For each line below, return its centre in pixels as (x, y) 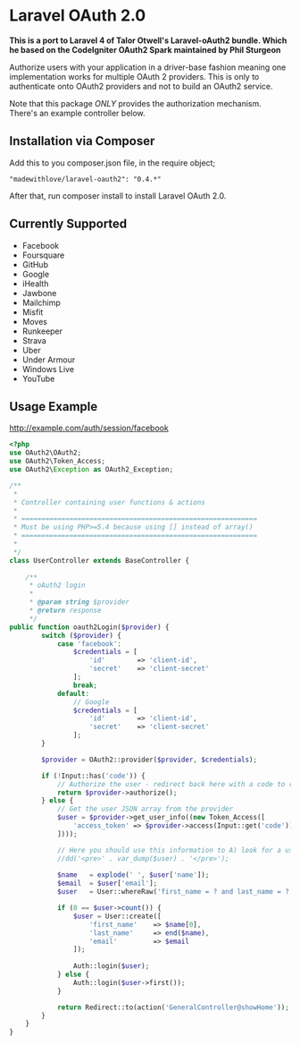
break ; (85, 685)
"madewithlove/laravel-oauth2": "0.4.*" (86, 179)
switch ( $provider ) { (82, 635)
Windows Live (48, 369)
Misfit (33, 312)
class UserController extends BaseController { (100, 560)
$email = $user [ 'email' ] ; (107, 884)
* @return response (65, 610)
